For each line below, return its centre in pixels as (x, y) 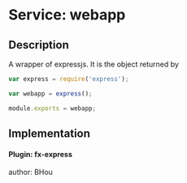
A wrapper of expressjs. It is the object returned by (93, 64)
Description (39, 45)
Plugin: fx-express (41, 154)
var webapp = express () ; (50, 94)
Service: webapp (67, 15)
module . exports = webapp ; (52, 108)
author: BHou (30, 172)
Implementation (50, 134)
